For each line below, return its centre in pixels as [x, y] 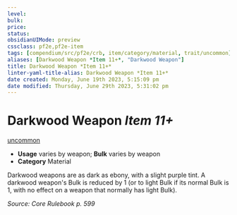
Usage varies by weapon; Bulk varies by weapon [89, 154]
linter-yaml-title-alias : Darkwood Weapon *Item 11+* [88, 73]
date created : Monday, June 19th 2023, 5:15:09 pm [83, 79]
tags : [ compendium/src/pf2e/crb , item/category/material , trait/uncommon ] [120, 54]
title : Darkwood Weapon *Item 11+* [60, 66]
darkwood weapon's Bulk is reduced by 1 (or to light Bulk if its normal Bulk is [118, 183]
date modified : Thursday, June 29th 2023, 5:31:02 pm [88, 86]
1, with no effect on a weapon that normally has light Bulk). [92, 190]
